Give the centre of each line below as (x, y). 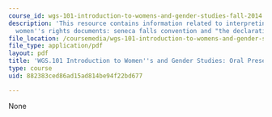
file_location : (34, 38)
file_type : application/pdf (56, 46)
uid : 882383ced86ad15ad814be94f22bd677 (76, 76)
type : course (30, 69)
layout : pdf (28, 53)
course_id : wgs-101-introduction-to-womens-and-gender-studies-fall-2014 (136, 16)
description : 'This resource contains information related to (115, 23)
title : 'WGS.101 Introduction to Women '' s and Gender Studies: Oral (126, 61)
